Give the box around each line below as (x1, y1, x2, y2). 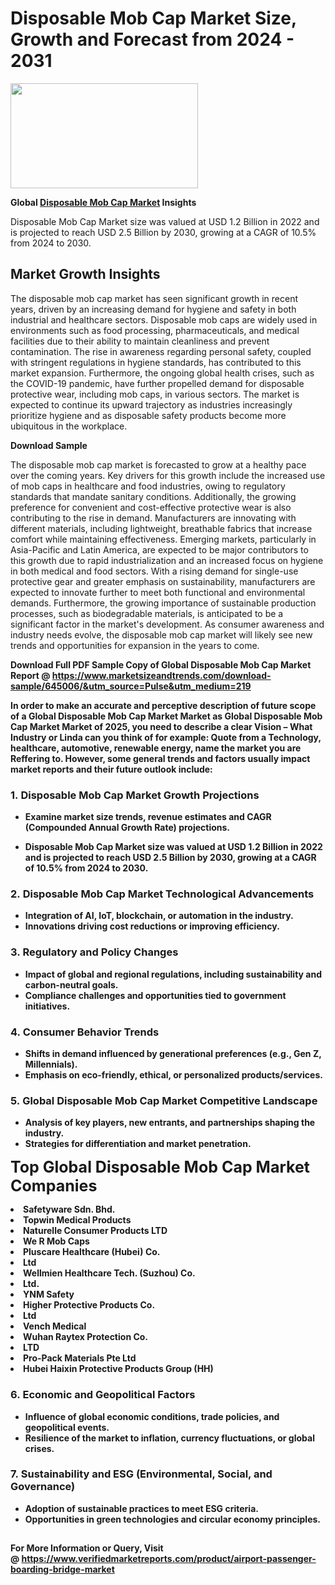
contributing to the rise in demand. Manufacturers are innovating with (10, 512, 297, 524)
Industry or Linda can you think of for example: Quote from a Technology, (10, 731, 322, 743)
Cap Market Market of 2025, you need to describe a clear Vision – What (10, 720, 313, 732)
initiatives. (24, 1000, 71, 1012)
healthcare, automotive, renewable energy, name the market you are (10, 742, 302, 754)
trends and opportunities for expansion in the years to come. (10, 639, 260, 651)
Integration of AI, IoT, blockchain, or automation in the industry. (24, 910, 294, 922)
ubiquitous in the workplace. (10, 420, 128, 432)
